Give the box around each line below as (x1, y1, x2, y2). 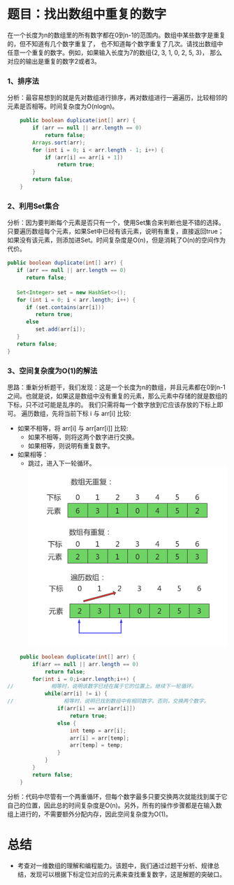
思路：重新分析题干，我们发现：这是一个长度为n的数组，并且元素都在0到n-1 (7, 382, 226, 391)
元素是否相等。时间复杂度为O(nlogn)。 (7, 102, 119, 110)
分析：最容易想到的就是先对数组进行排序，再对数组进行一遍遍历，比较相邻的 (7, 94, 228, 102)
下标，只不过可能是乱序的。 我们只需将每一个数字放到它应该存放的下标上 (7, 400, 217, 409)
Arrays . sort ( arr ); (32, 139, 86, 146)
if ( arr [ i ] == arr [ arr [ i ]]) (57, 705, 136, 712)
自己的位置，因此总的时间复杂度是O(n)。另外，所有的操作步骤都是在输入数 (7, 801, 222, 810)
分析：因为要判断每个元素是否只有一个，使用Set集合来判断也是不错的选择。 (7, 218, 225, 227)
